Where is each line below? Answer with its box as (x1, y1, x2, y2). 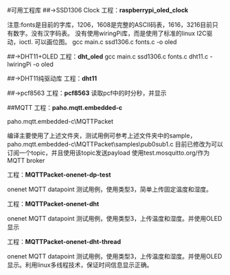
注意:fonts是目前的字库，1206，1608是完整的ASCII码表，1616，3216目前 (7, 21, 213, 29)
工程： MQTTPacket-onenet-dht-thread (7, 238, 122, 245)
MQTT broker (7, 157, 45, 164)
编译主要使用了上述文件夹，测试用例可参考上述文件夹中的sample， (7, 131, 196, 140)
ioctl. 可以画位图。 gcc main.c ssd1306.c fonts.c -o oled (19, 38, 177, 46)
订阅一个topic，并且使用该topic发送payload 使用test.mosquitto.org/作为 (7, 148, 210, 157)
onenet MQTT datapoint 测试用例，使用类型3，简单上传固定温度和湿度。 (7, 185, 213, 193)
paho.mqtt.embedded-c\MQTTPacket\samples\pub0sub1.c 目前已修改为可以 (7, 140, 224, 148)
